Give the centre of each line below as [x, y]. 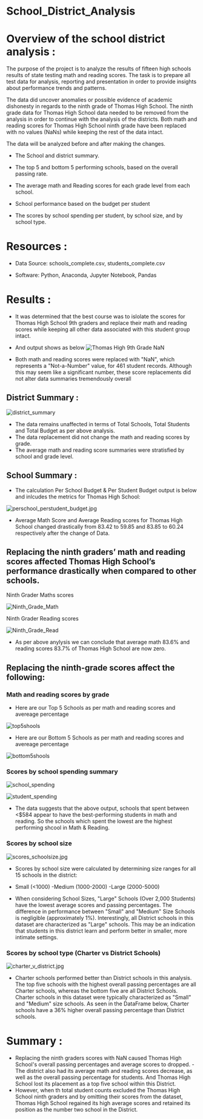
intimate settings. [37, 937]
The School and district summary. [57, 155]
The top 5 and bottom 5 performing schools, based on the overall [96, 168]
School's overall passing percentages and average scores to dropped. [103, 1064]
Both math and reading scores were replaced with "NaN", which [95, 359]
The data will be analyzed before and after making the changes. [86, 144]
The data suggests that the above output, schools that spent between [102, 808]
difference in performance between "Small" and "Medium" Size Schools [105, 911]
